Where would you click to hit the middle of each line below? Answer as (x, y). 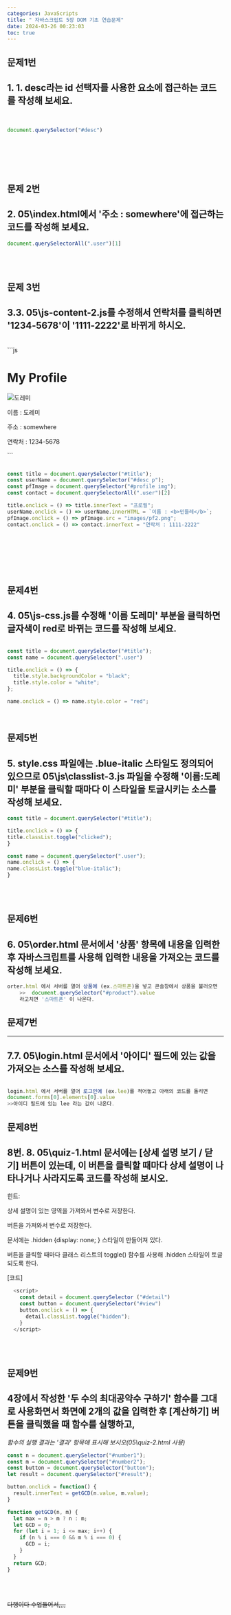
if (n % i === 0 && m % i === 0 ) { (70, 1538)
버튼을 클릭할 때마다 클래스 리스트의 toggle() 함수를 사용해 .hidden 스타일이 (109, 1255)
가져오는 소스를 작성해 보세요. (66, 1069)
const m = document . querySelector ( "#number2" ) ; (77, 1462)
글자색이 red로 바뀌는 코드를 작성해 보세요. (92, 629)
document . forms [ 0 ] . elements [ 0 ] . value (61, 1098)
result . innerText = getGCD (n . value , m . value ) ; (81, 1493)
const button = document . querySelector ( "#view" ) (90, 1304)
